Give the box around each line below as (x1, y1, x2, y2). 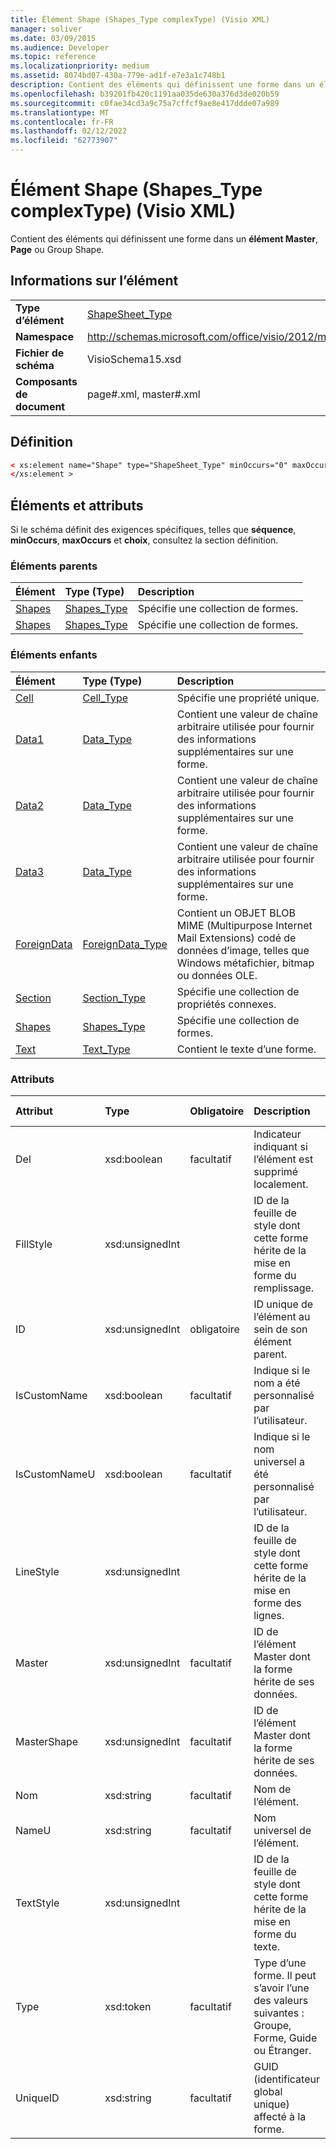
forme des (253, 1596, 302, 1610)
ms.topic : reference (10, 52, 97, 62)
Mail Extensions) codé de (176, 931, 297, 945)
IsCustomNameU (15, 1467, 96, 1481)
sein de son (253, 1322, 308, 1336)
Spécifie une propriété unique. (176, 691, 320, 705)
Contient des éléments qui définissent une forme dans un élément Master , (10, 232, 318, 245)
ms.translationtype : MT (10, 107, 110, 118)
